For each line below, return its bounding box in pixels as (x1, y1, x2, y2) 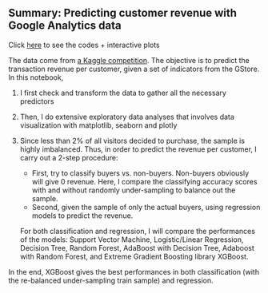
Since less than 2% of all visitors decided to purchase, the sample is (19, 136, 246, 145)
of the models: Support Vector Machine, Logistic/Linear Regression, (19, 235, 244, 244)
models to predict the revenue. (31, 211, 134, 220)
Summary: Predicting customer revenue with (8, 6, 238, 20)
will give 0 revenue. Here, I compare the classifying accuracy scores (31, 176, 258, 186)
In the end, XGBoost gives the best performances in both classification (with (8, 267, 260, 276)
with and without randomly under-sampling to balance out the (31, 185, 236, 195)
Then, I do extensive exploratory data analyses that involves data (19, 112, 234, 121)
